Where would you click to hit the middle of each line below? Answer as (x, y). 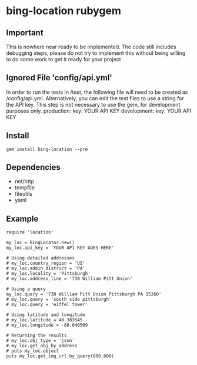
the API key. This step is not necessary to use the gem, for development (93, 104)
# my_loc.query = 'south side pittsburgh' (59, 300)
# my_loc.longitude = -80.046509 (47, 325)
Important (25, 33)
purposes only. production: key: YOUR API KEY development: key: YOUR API (99, 111)
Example (22, 218)
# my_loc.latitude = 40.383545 (44, 320)
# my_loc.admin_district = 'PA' (46, 269)
